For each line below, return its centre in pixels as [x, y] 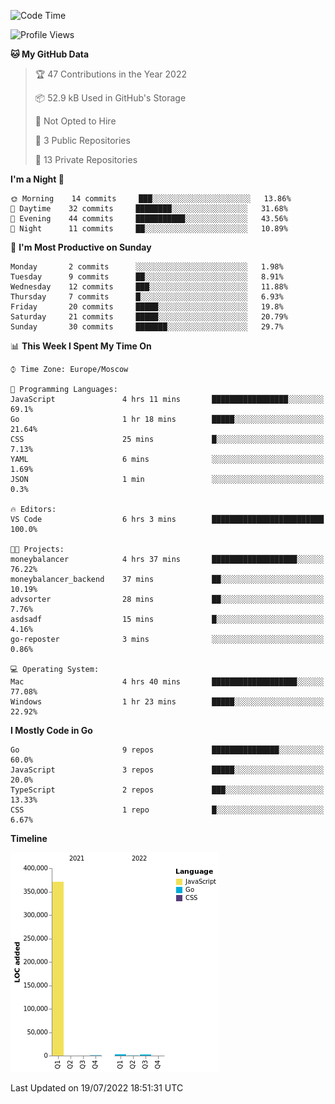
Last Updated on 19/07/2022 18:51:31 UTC [97, 1088]
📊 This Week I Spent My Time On [81, 346]
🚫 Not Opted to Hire [75, 121]
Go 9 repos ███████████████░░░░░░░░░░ [167, 750]
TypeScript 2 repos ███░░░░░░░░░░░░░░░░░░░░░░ [167, 790]
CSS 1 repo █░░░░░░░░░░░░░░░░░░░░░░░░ [167, 810]
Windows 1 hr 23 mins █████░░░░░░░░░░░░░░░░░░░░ [167, 702]
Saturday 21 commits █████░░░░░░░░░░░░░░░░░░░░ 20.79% [149, 317]
